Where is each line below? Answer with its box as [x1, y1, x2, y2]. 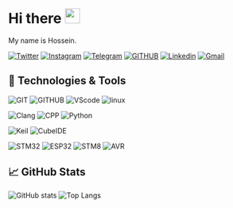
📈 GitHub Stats [8, 165, 86, 179]
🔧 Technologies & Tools [8, 74, 126, 87]
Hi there [8, 10, 62, 28]
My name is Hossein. [8, 36, 77, 45]
